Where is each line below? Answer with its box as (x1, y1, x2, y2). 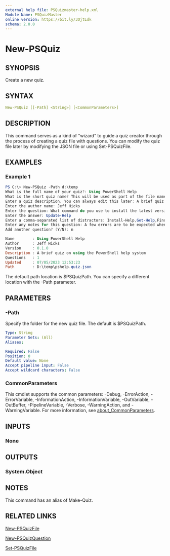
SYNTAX (5, 92, 34, 100)
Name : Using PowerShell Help (5, 236, 85, 241)
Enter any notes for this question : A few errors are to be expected (5, 223, 155, 228)
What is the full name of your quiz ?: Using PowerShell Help (5, 190, 137, 195)
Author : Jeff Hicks (5, 241, 60, 246)
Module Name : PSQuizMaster (5, 12, 62, 17)
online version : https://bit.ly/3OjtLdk (5, 17, 92, 22)
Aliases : (5, 340, 24, 345)
